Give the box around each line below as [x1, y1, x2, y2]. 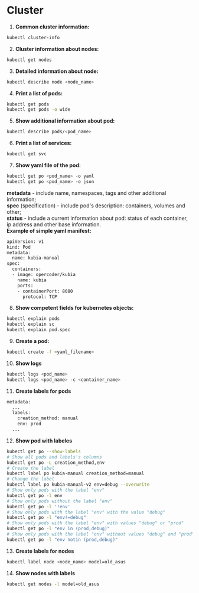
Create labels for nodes [15, 547, 74, 554]
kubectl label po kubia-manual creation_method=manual [6, 470, 145, 477]
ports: [17, 283, 34, 289]
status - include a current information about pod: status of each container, [6, 214, 188, 222]
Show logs [15, 360, 42, 367]
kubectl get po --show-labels [6, 448, 81, 454]
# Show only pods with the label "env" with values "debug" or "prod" [6, 520, 184, 526]
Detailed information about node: [15, 68, 99, 75]
